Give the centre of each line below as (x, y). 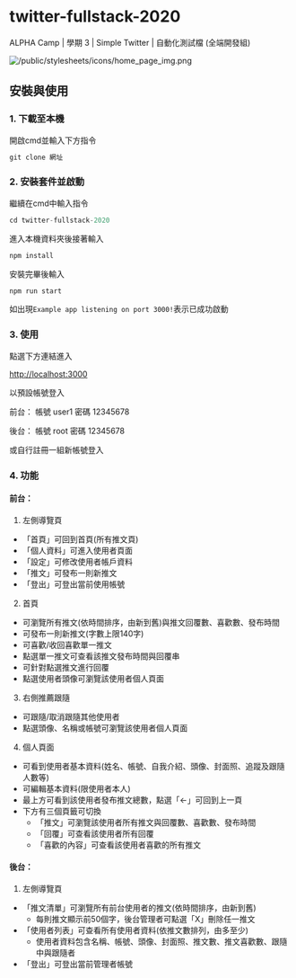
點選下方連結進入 (41, 356)
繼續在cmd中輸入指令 (49, 203)
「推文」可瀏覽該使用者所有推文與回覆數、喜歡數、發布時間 (146, 822)
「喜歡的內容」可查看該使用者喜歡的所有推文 (118, 845)
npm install (31, 255)
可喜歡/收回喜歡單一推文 (67, 645)
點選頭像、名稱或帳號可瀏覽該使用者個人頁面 (105, 728)
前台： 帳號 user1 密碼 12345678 (70, 412)
